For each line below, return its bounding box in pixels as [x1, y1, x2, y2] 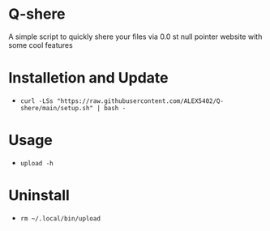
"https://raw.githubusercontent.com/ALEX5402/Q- [56, 96, 225, 105]
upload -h [19, 159, 54, 167]
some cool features [8, 40, 73, 49]
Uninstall [8, 186, 71, 204]
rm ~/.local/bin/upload [19, 214, 101, 223]
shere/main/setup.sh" [19, 104, 93, 112]
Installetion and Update [8, 69, 169, 88]
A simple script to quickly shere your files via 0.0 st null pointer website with [8, 32, 263, 41]
